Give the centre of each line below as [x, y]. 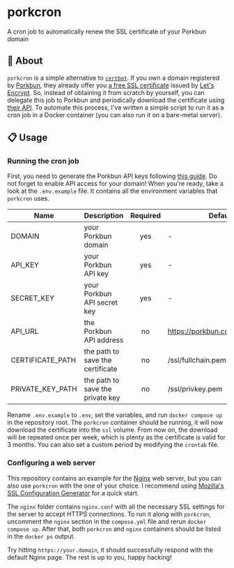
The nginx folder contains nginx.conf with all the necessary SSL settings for [116, 507]
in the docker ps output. [41, 536]
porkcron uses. [29, 198]
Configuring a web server [52, 463]
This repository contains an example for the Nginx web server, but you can [114, 478]
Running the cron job [43, 161]
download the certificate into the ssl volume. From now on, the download [112, 430]
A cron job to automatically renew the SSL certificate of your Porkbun [107, 31]
